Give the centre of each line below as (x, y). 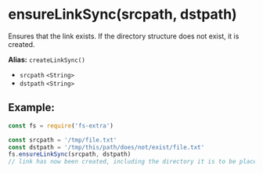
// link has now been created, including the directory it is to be (122, 162)
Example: (31, 108)
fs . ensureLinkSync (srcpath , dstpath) (70, 154)
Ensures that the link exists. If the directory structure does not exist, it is (124, 36)
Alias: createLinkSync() (47, 59)
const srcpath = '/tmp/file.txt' (63, 140)
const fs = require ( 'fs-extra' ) (61, 126)
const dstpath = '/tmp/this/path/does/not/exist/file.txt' (106, 147)
